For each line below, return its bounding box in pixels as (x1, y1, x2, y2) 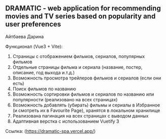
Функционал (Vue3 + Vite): (5, 43, 63, 49)
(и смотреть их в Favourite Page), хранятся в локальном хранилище (12, 107, 160, 114)
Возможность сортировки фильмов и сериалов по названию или (12, 91, 154, 97)
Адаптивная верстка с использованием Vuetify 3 (12, 118, 119, 124)
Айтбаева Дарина (5, 33, 44, 40)
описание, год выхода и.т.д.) (12, 69, 75, 75)
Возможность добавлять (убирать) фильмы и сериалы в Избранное (12, 102, 160, 108)
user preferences (5, 20, 61, 29)
